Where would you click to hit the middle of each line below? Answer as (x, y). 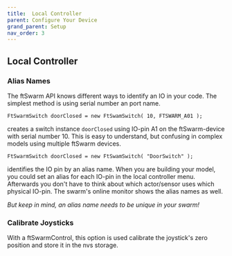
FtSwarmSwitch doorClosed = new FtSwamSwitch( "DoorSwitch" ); (100, 156)
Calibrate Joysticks (41, 223)
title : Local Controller (44, 14)
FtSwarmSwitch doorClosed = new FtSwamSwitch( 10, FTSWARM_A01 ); (105, 116)
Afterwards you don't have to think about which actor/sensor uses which (111, 184)
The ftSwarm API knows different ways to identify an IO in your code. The (112, 96)
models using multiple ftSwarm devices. (64, 144)
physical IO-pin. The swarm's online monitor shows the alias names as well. (115, 191)
